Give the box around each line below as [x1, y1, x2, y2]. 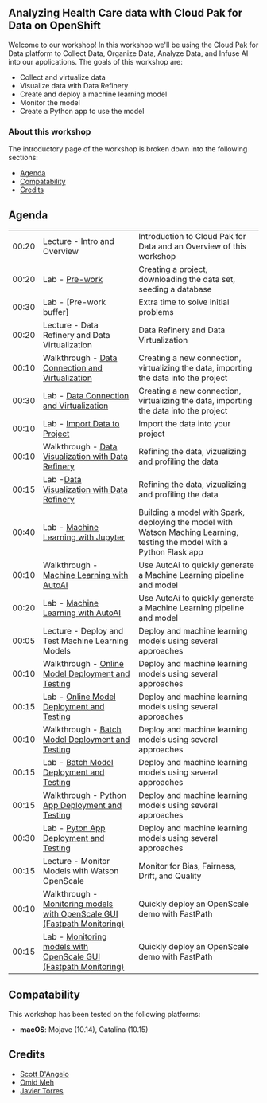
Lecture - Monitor [42, 855, 110, 866]
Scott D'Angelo [19, 1069, 69, 1078]
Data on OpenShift [8, 19, 101, 33]
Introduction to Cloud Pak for [138, 230, 246, 241]
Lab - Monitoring [42, 931, 107, 942]
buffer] [42, 306, 69, 317]
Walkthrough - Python [42, 789, 127, 800]
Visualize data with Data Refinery [19, 80, 129, 90]
